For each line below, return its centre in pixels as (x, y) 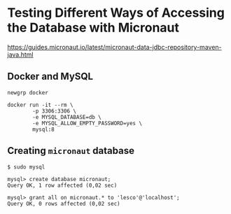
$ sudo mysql (26, 167)
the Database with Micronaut (93, 28)
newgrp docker (28, 92)
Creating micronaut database (71, 151)
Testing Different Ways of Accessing (116, 13)
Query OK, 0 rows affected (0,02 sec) (64, 204)
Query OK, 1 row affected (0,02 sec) (62, 185)
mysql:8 (43, 129)
